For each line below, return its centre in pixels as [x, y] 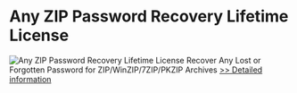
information [30, 79]
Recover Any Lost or [223, 60]
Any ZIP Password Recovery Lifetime [149, 17]
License [39, 35]
